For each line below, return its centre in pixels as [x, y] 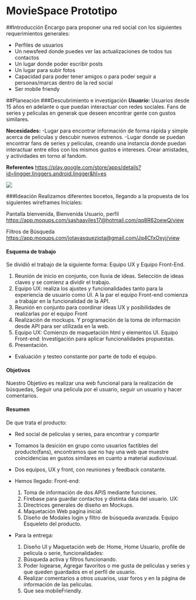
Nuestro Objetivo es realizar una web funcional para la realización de [90, 383]
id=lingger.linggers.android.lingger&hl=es [57, 173]
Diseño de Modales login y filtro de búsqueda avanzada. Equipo [101, 517]
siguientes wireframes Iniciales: [44, 202]
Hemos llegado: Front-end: [47, 481]
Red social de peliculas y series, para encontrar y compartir [87, 434]
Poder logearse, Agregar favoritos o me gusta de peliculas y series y [107, 565]
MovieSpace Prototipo [62, 11]
